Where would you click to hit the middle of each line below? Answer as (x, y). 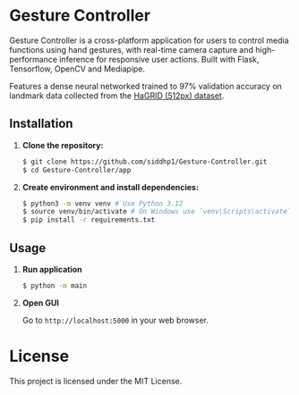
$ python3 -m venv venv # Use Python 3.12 (103, 203)
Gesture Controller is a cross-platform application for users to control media (149, 40)
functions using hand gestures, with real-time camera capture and (131, 49)
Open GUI (41, 303)
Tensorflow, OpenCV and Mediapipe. (77, 69)
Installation (41, 124)
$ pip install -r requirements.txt (89, 220)
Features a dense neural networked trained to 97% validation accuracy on (145, 86)
